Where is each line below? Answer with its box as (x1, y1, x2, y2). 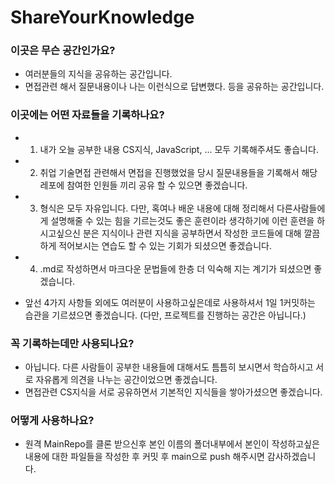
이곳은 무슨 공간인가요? (10, 44, 116, 58)
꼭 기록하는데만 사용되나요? (10, 336, 135, 350)
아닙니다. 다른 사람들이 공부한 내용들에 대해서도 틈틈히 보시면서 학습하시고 (24, 361, 314, 373)
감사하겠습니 (266, 451, 317, 463)
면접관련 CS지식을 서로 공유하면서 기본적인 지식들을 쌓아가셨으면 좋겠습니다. (24, 386, 323, 398)
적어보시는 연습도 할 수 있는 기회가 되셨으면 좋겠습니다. (58, 239, 273, 251)
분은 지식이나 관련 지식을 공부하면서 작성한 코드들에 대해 (82, 227, 302, 239)
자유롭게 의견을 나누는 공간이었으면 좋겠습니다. (35, 374, 218, 386)
